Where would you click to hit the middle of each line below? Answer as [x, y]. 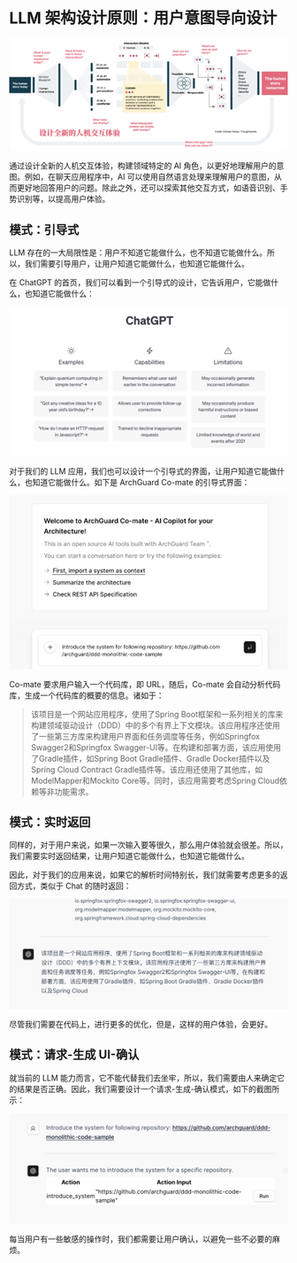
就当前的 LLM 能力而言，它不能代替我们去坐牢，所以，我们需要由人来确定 [143, 1078]
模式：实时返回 [50, 821]
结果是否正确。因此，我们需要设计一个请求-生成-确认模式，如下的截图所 [148, 1089]
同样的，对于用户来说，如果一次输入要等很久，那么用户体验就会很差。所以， [148, 845]
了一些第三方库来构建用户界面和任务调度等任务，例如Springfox [145, 736]
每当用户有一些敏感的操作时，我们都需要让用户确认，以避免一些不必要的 [141, 1239]
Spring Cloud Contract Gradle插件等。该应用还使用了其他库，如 [147, 769]
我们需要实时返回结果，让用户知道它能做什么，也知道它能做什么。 [129, 856]
